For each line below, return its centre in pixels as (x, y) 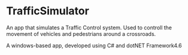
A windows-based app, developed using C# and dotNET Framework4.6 (94, 45)
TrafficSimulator (48, 11)
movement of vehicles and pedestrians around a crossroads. (81, 33)
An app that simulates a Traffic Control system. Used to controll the (89, 27)
